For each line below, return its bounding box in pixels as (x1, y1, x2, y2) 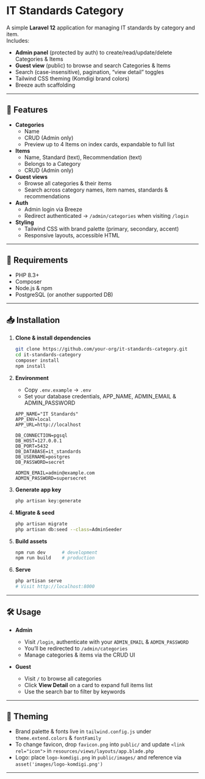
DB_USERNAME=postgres (15, 453, 70, 460)
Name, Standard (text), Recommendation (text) (24, 154, 142, 161)
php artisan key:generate (15, 498, 81, 504)
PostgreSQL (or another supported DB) (15, 291, 113, 298)
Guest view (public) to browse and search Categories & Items (15, 62, 171, 69)
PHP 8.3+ (15, 271, 40, 278)
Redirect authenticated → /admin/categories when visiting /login (24, 212, 189, 219)
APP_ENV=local (15, 416, 51, 422)
